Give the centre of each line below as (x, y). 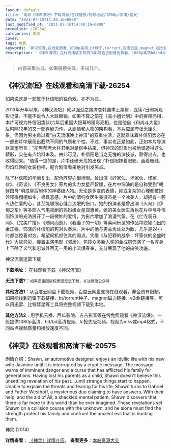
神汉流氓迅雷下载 (23, 259)
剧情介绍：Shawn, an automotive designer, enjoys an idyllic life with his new (85, 359)
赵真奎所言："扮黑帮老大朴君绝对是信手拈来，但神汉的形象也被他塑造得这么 (84, 148)
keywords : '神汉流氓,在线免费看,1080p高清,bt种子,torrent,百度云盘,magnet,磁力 (84, 48)
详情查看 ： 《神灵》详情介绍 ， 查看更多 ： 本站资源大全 (62, 440)
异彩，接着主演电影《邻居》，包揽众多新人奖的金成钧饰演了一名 (89, 242)
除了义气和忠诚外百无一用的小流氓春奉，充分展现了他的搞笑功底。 (83, 248)
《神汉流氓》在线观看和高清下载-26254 (68, 86)
